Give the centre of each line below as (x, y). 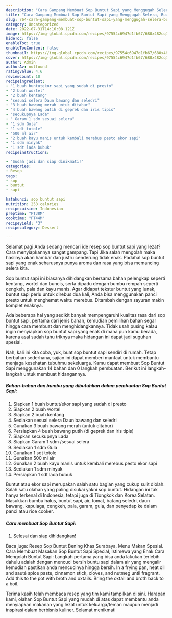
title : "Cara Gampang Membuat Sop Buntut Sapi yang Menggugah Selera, (82, 15)
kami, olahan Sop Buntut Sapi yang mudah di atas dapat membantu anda (82, 599)
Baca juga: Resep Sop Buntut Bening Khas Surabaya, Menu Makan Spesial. (85, 546)
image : (13, 34)
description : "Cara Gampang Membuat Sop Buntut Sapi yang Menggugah (80, 10)
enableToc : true (23, 43)
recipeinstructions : (28, 153)
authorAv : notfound (27, 67)
